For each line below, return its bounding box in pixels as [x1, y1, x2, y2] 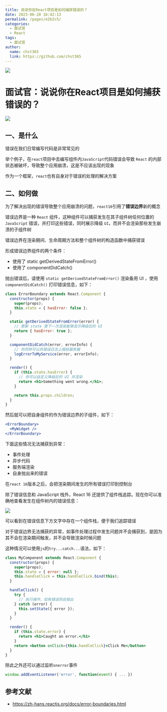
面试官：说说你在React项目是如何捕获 [5, 86, 161, 98]
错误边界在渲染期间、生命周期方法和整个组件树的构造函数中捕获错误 [5, 237, 145, 243]
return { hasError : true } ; [14, 328, 72, 333]
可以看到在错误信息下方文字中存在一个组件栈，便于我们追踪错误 [5, 518, 136, 524]
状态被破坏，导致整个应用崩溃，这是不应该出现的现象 [5, 162, 115, 168]
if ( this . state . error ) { [14, 629, 66, 634]
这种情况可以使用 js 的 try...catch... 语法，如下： [5, 545, 107, 551]
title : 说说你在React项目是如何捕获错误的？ [5, 7, 88, 13]
